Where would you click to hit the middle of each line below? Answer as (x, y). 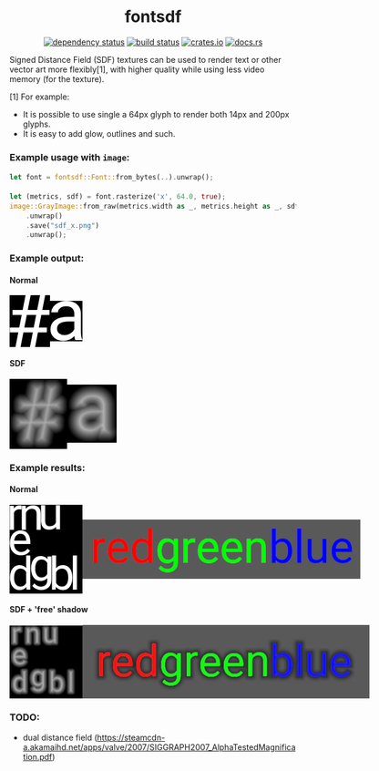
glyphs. (36, 124)
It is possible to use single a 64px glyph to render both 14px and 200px (156, 114)
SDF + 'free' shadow (49, 610)
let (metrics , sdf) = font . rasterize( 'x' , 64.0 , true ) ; (118, 196)
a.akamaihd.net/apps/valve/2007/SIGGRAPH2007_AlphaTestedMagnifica (159, 747)
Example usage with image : (70, 157)
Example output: (47, 259)
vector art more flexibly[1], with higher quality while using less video (137, 69)
